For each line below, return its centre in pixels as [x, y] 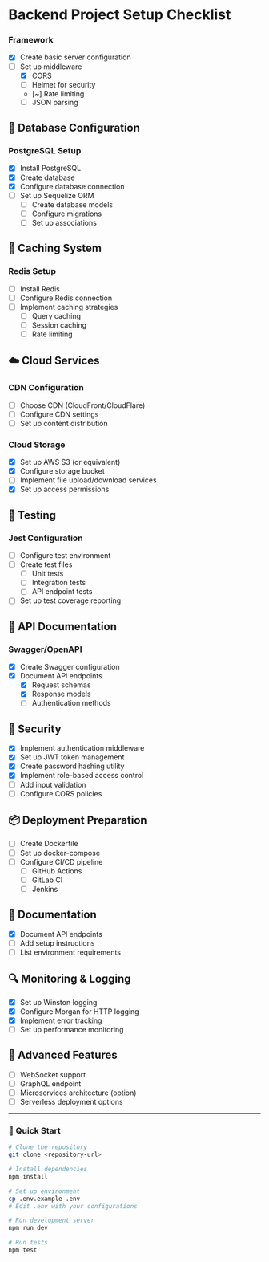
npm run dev [28, 1228]
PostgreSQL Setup [45, 151]
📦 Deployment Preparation [78, 820]
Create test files [46, 564]
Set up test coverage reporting [70, 600]
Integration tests [59, 583]
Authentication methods [71, 703]
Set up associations [64, 222]
